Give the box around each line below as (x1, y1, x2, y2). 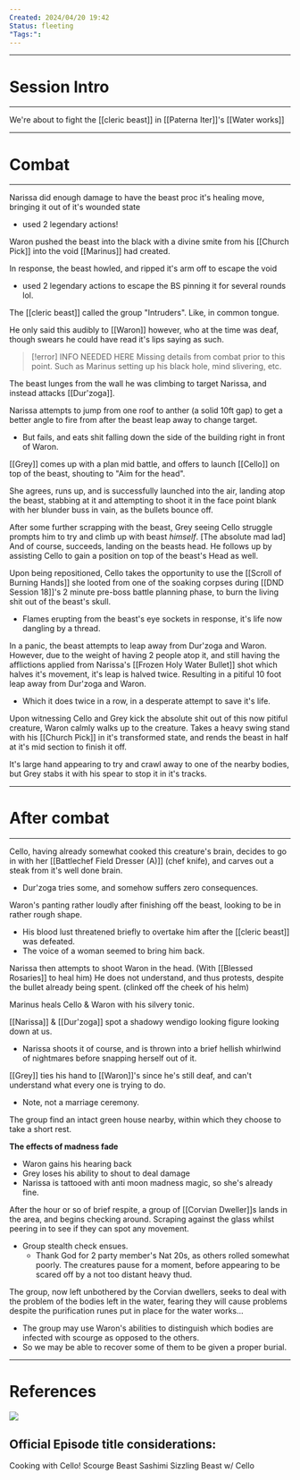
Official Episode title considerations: (9, 1436, 217, 1451)
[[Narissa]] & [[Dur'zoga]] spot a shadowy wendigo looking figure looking (9, 1017, 279, 1028)
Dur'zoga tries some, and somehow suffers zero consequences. (21, 883, 259, 893)
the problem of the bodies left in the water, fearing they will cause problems (9, 1296, 287, 1307)
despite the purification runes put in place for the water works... (9, 1306, 244, 1316)
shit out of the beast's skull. (9, 596, 112, 607)
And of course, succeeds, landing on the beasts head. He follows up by (9, 541, 272, 552)
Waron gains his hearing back (21, 1159, 132, 1170)
